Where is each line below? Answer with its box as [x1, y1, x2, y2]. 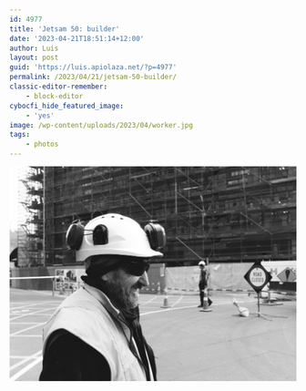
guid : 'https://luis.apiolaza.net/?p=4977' [9, 63, 178, 72]
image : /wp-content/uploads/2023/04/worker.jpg [9, 120, 194, 129]
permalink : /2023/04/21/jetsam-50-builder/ [9, 73, 178, 82]
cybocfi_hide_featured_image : [9, 101, 125, 110]
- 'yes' [25, 110, 55, 120]
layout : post [9, 53, 59, 63]
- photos [25, 139, 59, 149]
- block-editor [25, 91, 84, 100]
